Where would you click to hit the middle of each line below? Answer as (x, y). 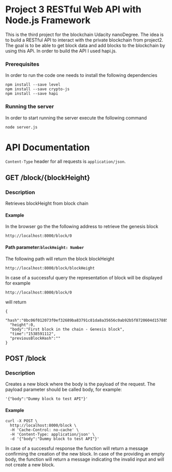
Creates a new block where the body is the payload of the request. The (80, 384)
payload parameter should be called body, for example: (63, 389)
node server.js (21, 127)
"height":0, (23, 325)
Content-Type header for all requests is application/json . (66, 161)
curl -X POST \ (21, 421)
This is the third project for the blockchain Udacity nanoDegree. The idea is (84, 34)
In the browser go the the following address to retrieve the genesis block (82, 227)
